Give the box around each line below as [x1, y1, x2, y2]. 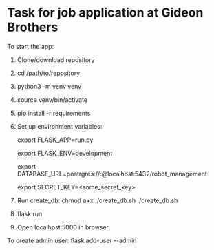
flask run [17, 209, 43, 218]
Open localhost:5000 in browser [17, 222, 109, 231]
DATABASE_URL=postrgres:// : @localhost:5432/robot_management [17, 169, 208, 178]
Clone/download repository [17, 55, 95, 63]
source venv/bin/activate [17, 95, 88, 104]
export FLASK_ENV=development [17, 149, 113, 157]
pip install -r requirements [17, 109, 91, 117]
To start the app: [7, 42, 54, 50]
